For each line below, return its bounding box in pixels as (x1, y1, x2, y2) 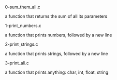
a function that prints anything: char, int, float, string (5, 69, 109, 75)
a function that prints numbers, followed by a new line (5, 32, 112, 38)
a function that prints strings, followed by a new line (5, 51, 108, 56)
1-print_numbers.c (5, 23, 42, 28)
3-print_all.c (5, 60, 29, 66)
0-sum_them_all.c (5, 4, 40, 10)
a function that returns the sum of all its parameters (5, 13, 107, 19)
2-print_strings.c (5, 41, 38, 47)
